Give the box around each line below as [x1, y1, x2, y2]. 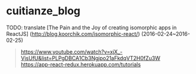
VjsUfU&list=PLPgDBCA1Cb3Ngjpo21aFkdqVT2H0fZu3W [20, 54, 160, 61]
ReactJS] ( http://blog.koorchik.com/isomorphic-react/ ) [6, 30, 140, 37]
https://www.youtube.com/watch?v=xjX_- [20, 48, 123, 55]
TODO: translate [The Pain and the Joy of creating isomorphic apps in [6, 24, 177, 31]
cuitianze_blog [6, 4, 81, 18]
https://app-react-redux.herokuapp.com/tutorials [20, 61, 141, 68]
